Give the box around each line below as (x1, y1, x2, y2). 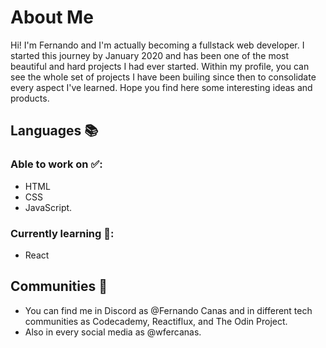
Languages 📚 (10, 122, 99, 140)
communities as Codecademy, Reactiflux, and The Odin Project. (24, 315, 288, 327)
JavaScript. (24, 201, 73, 213)
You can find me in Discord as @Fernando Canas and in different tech (24, 304, 313, 316)
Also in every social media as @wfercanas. (24, 326, 202, 338)
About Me (10, 6, 94, 29)
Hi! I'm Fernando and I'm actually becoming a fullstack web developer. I (10, 39, 305, 51)
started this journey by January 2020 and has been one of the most (10, 49, 290, 61)
